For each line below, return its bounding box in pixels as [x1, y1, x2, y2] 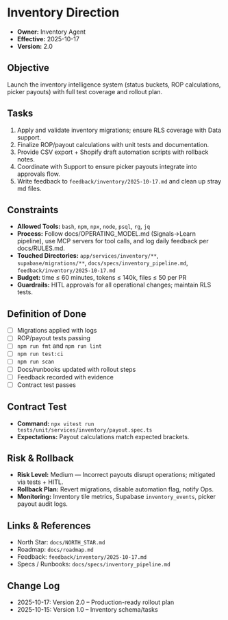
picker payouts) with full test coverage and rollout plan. [7, 87, 163, 96]
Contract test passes [16, 380, 77, 389]
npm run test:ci [16, 351, 64, 358]
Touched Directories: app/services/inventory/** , [16, 252, 159, 260]
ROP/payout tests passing [16, 334, 90, 342]
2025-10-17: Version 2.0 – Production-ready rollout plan [16, 598, 175, 606]
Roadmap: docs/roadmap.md [16, 545, 94, 554]
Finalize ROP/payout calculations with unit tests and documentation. [16, 140, 210, 148]
